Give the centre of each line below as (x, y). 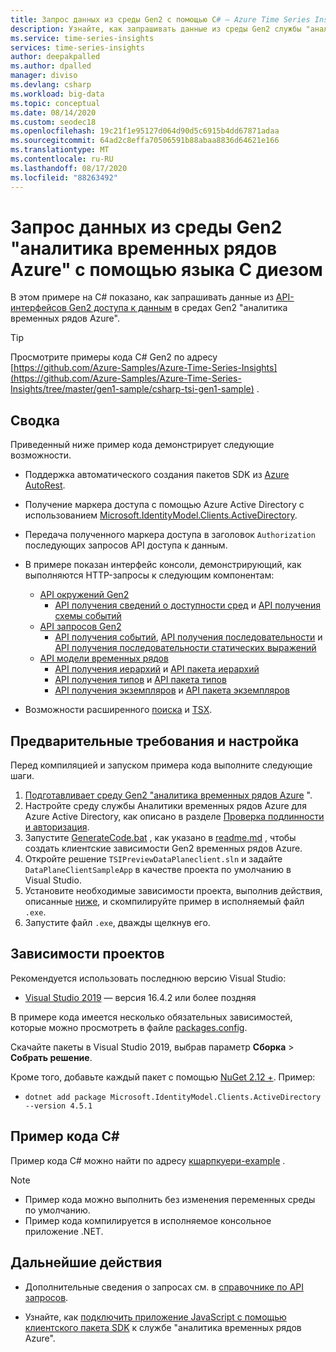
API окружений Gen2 (84, 595)
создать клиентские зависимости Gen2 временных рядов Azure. (163, 848)
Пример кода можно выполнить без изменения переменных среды (170, 1199)
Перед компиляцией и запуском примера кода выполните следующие (161, 765)
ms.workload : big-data (57, 94)
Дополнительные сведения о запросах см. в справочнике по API (164, 1287)
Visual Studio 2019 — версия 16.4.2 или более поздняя (140, 997)
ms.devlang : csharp (51, 85)
